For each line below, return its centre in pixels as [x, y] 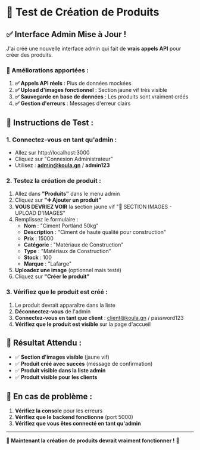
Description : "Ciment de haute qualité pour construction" [95, 232]
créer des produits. [29, 55]
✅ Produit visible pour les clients [56, 377]
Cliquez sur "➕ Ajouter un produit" [58, 200]
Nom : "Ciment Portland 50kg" [61, 226]
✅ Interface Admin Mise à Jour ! [66, 34]
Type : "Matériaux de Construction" [67, 251]
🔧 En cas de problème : [49, 396]
